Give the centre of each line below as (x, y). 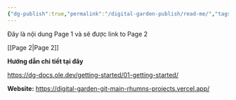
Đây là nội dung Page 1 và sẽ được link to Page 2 (78, 34)
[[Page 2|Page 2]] (33, 47)
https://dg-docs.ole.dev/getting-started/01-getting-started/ (93, 75)
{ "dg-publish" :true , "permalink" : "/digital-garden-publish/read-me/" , (111, 14)
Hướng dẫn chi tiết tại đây (45, 61)
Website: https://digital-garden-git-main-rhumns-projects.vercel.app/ (109, 88)
